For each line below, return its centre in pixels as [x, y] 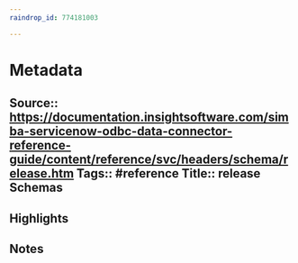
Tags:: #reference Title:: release [168, 173]
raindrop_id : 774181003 [54, 18]
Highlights [39, 218]
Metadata [46, 70]
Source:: [34, 103]
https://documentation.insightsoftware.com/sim [149, 118]
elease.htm [42, 173]
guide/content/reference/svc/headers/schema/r [149, 160]
